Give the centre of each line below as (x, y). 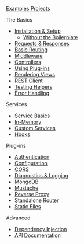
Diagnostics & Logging (41, 175)
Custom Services (35, 128)
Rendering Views (35, 74)
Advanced (18, 218)
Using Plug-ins (32, 68)
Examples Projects (28, 8)
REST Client (29, 81)
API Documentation (37, 235)
